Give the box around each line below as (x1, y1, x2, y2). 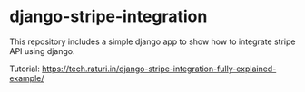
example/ (9, 72, 44, 83)
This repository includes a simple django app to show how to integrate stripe (9, 36, 296, 47)
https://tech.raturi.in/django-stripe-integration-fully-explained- (42, 63, 277, 74)
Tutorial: (9, 63, 41, 74)
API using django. (9, 45, 75, 56)
